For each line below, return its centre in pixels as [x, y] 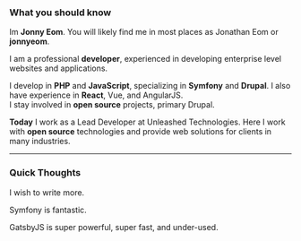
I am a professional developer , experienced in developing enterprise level [146, 59]
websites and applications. [59, 68]
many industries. [40, 142]
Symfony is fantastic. [48, 210]
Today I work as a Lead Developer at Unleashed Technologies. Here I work [147, 122]
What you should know [60, 13]
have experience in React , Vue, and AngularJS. [96, 95]
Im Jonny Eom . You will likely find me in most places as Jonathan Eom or [144, 32]
